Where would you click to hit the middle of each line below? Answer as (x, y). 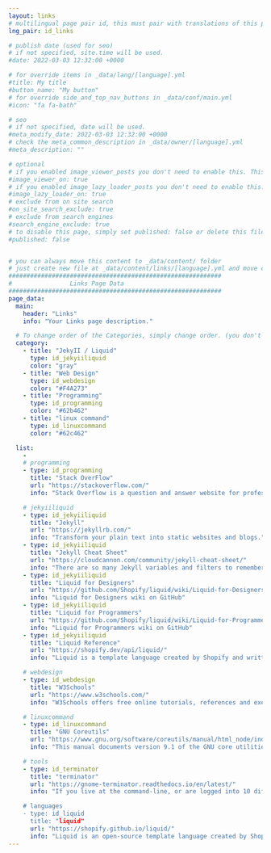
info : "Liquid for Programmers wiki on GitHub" (111, 628)
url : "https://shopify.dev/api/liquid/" (98, 650)
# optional (27, 164)
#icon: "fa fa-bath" (43, 105)
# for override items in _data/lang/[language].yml (97, 75)
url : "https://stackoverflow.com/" (90, 485)
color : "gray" (54, 366)
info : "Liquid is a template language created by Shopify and (136, 658)
